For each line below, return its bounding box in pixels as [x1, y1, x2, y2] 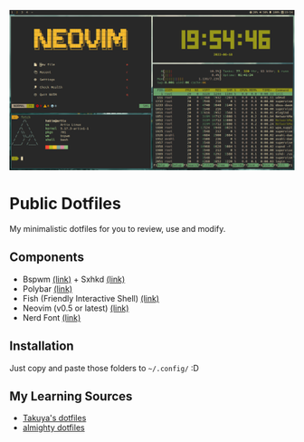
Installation [9, 339, 74, 354]
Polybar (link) [22, 283, 73, 294]
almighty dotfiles [22, 422, 85, 433]
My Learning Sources [9, 389, 133, 404]
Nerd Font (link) [22, 312, 81, 322]
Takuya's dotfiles [22, 413, 87, 424]
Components [9, 250, 84, 265]
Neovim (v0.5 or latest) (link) [22, 303, 129, 313]
